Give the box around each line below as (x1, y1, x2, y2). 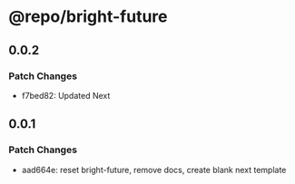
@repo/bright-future (8, 6, 168, 27)
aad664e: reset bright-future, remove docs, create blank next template (21, 164, 287, 175)
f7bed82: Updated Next (21, 90, 111, 101)
